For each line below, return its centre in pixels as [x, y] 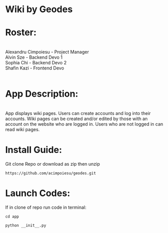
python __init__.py [26, 225]
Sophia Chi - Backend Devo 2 [36, 63]
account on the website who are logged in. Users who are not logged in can [84, 124]
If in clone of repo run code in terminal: [46, 207]
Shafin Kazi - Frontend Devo [35, 68]
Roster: [21, 33]
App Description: [42, 94]
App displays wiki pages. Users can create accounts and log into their [78, 113]
